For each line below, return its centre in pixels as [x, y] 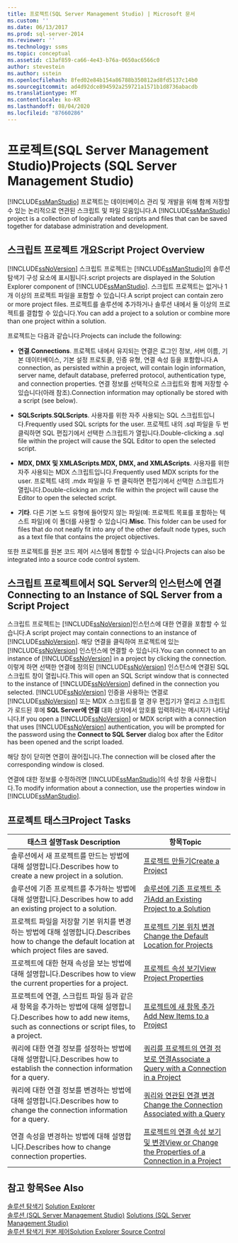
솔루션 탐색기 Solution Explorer [51, 1206]
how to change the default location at [73, 942]
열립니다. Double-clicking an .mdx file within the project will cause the [118, 489]
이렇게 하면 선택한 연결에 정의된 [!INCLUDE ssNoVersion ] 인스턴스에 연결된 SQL [118, 667]
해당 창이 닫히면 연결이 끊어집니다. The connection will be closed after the [112, 756]
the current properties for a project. [70, 983]
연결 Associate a [185, 1059]
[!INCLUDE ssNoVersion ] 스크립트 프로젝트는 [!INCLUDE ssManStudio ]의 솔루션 [119, 268]
